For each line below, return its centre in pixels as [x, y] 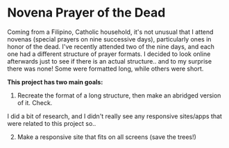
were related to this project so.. [52, 123]
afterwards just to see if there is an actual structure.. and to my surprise [110, 61]
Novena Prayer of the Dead [86, 13]
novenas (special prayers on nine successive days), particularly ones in [109, 39]
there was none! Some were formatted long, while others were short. [105, 68]
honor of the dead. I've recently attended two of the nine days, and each [111, 46]
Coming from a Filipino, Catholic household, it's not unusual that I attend [110, 32]
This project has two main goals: [55, 82]
